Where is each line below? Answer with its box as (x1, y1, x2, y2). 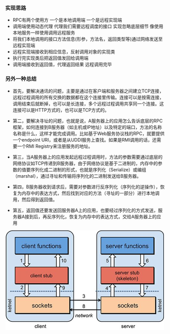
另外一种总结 (5, 75, 37, 82)
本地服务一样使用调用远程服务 (12, 29, 75, 36)
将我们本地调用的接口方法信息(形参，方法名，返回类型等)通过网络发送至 (12, 36, 163, 42)
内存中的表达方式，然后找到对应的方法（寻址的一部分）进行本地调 (21, 190, 160, 196)
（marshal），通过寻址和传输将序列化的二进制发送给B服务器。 (12, 173, 142, 179)
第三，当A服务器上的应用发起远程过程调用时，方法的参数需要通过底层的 (12, 154, 163, 160)
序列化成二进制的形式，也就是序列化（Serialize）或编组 (30, 166, 147, 173)
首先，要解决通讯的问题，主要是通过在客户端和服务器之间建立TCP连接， (12, 88, 164, 94)
